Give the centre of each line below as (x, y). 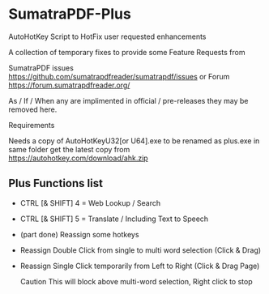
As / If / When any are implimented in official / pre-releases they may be (128, 100)
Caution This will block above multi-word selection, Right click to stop (136, 281)
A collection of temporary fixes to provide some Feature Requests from (127, 52)
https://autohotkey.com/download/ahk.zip (78, 158)
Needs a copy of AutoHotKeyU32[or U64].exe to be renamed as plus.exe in (134, 141)
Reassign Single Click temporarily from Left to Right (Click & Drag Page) (140, 266)
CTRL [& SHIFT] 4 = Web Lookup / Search (90, 202)
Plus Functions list (56, 183)
